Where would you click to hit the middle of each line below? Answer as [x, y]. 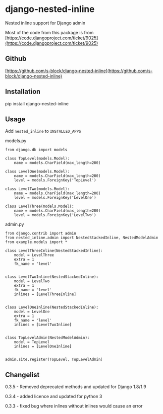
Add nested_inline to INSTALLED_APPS [43, 131]
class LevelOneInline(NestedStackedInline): [52, 307]
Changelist [22, 374]
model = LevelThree [34, 255]
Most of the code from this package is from [50, 32]
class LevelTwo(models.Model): [37, 189]
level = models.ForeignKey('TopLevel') [55, 180]
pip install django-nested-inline [37, 103]
